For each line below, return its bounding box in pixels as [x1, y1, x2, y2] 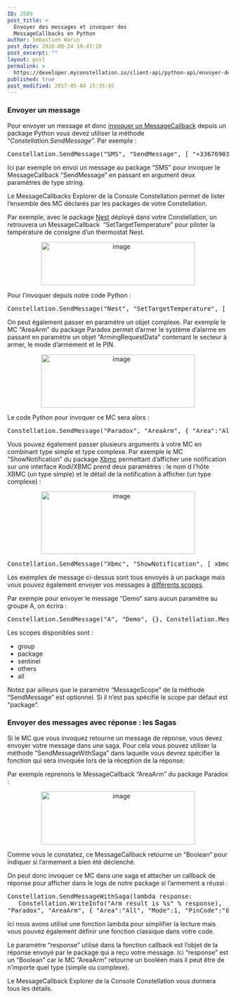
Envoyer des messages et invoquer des [13, 23, 128, 30]
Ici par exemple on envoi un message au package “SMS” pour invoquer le [7, 163, 221, 171]
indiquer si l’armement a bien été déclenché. [7, 857, 136, 866]
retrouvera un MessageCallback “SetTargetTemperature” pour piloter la [7, 220, 216, 228]
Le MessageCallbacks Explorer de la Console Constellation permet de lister [7, 191, 225, 200]
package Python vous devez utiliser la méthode [7, 129, 145, 137]
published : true [7, 75, 55, 83]
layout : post [7, 56, 46, 63]
